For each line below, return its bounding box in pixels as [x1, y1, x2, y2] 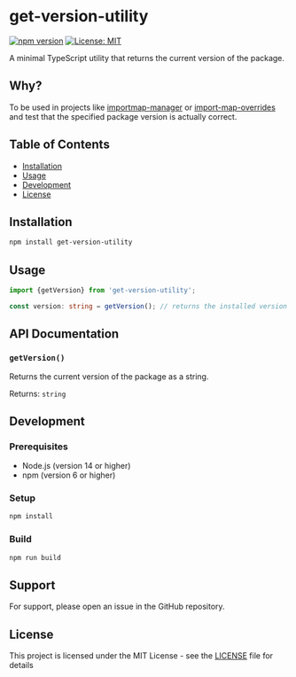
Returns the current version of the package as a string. [9, 370, 209, 382]
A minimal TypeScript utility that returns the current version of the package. [9, 52, 285, 63]
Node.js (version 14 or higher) [21, 461, 131, 471]
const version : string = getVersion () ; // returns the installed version [9, 301, 288, 311]
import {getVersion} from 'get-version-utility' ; [9, 286, 197, 295]
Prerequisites [9, 440, 68, 453]
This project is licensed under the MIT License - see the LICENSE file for [9, 650, 273, 661]
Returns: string [9, 388, 66, 399]
